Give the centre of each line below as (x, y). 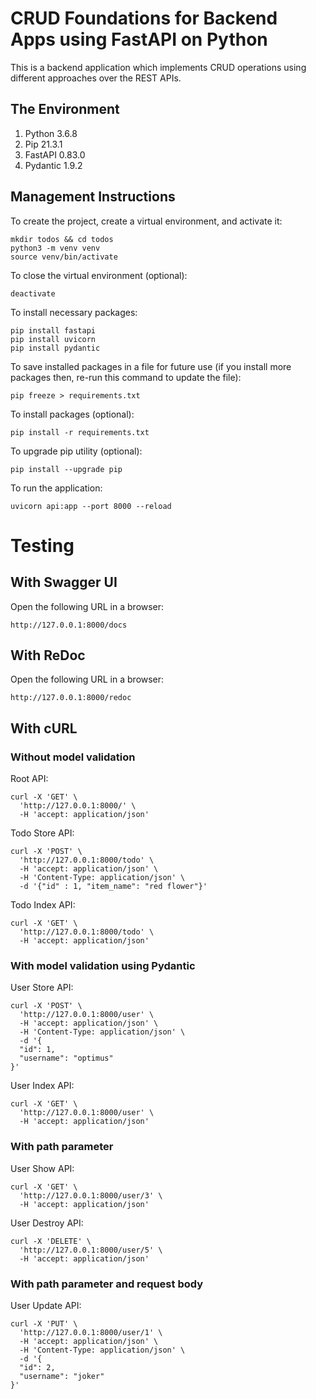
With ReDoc (48, 655)
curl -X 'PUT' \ (44, 1323)
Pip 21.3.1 (43, 144)
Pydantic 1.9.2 (53, 165)
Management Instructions (93, 197)
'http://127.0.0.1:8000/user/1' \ (91, 1332)
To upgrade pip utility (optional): (76, 451)
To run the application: (56, 488)
